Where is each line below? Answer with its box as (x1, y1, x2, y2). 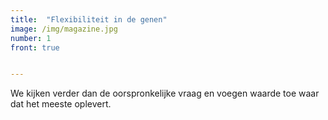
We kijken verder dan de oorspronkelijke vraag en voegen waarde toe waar (10, 87, 320, 100)
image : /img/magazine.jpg (10, 24, 118, 34)
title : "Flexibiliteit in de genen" (10, 14, 168, 25)
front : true (10, 42, 60, 53)
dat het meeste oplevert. (10, 98, 112, 110)
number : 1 (10, 33, 52, 43)
